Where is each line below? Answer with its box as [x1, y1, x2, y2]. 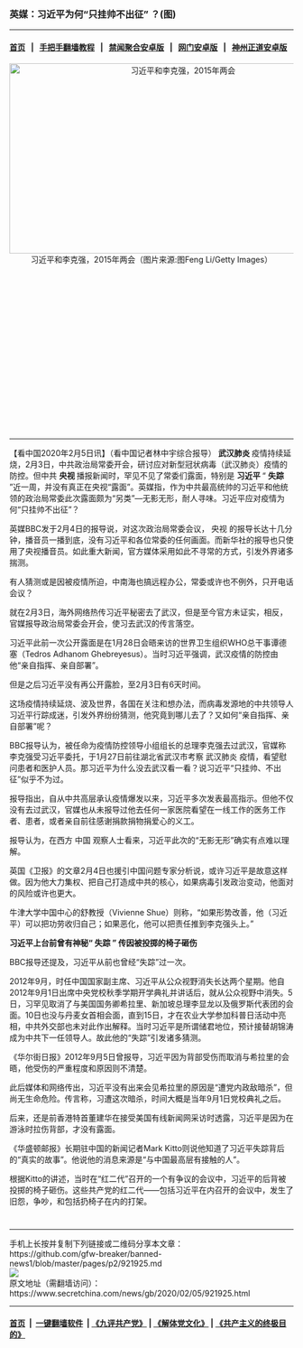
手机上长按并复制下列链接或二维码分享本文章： [9, 1238, 183, 1249]
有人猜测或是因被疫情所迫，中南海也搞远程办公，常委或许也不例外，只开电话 [9, 576, 294, 587]
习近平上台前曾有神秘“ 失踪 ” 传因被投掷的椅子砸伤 [9, 937, 197, 948]
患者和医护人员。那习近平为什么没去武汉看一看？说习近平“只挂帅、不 [16, 762, 274, 773]
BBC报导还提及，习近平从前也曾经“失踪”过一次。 [9, 956, 191, 967]
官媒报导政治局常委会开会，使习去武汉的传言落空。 [9, 618, 199, 628]
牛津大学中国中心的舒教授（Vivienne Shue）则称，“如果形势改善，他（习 [9, 906, 280, 917]
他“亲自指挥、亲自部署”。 [9, 659, 104, 670]
